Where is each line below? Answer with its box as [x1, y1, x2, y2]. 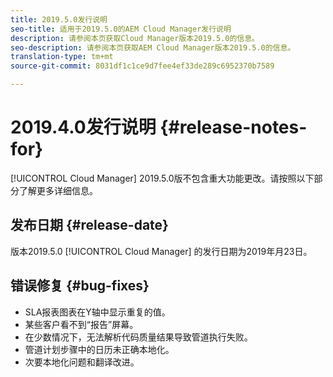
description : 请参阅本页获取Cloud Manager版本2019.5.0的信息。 [10, 33, 260, 43]
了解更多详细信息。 [18, 184, 98, 196]
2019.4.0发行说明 [10, 116, 157, 139]
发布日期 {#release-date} [10, 217, 169, 234]
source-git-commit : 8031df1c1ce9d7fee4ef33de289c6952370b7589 [10, 61, 275, 71]
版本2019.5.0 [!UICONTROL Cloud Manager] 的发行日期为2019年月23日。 [10, 245, 313, 257]
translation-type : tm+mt [10, 52, 114, 62]
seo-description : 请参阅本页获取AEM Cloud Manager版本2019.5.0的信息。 [10, 42, 296, 53]
